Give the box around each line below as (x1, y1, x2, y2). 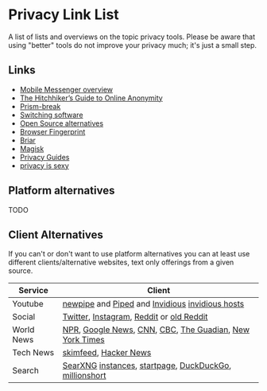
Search (12, 365, 40, 376)
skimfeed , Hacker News (62, 347, 152, 358)
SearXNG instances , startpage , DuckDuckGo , (62, 360, 232, 371)
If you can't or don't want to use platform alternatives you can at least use (8, 249, 250, 259)
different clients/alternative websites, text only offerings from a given (8, 257, 234, 268)
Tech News (12, 347, 54, 358)
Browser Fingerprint (19, 127, 86, 136)
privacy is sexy (19, 161, 69, 170)
